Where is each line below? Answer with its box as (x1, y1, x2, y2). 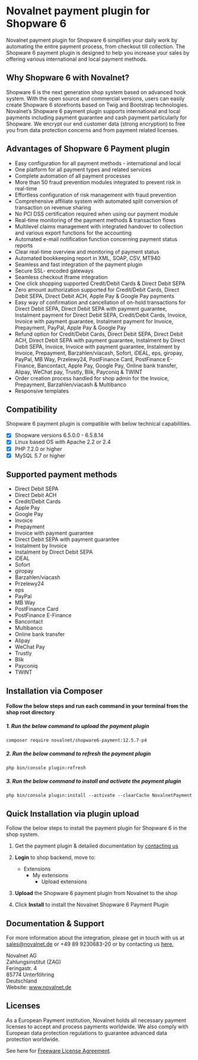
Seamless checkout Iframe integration (14, 273, 108, 280)
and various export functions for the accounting (14, 229, 132, 236)
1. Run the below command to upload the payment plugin (6, 723, 149, 730)
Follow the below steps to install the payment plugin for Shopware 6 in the (6, 824, 187, 831)
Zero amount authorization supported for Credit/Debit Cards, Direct (14, 286, 180, 293)
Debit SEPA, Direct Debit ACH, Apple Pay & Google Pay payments (14, 292, 175, 299)
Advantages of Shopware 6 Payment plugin (6, 144, 170, 154)
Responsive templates (14, 387, 69, 394)
